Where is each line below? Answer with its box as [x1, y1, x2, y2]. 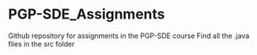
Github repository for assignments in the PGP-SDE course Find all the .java [8, 31, 250, 40]
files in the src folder [8, 39, 75, 48]
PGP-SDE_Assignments [8, 5, 165, 23]
